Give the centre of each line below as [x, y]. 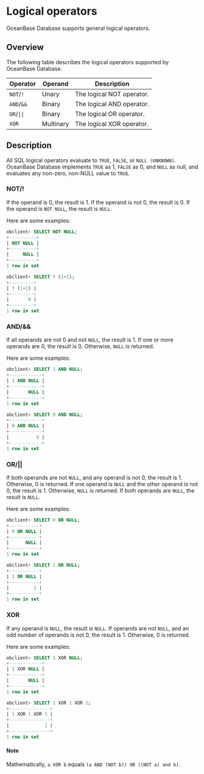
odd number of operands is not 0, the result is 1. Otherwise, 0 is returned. [98, 635]
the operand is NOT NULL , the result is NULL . [59, 208]
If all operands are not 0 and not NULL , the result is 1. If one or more [90, 340]
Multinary [55, 123]
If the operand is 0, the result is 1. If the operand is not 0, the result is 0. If [98, 202]
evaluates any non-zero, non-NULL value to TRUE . [68, 173]
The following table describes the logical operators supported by [88, 62]
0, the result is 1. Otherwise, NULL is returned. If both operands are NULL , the [100, 491]
